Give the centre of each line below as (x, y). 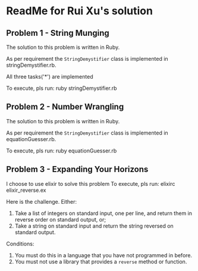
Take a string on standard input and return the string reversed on (94, 226)
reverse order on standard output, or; (60, 219)
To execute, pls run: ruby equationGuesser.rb (62, 151)
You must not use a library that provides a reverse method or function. (101, 261)
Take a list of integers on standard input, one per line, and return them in (103, 213)
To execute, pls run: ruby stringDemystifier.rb (62, 88)
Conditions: (20, 244)
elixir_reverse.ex (26, 190)
